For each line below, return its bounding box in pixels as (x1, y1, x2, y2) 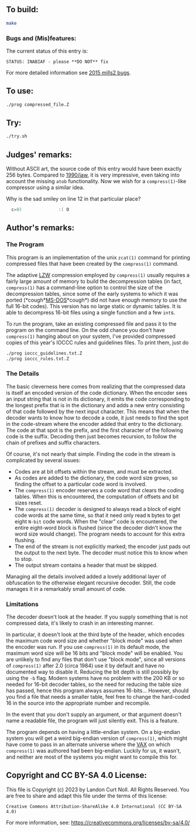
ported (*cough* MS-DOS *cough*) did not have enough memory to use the (6, 296, 187, 303)
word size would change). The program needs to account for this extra (14, 530, 185, 537)
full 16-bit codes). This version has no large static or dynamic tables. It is (6, 302, 181, 310)
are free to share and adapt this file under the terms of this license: (6, 792, 167, 799)
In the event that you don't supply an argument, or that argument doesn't (6, 711, 182, 718)
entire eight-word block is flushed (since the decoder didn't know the (14, 524, 182, 531)
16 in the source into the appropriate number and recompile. (6, 699, 151, 706)
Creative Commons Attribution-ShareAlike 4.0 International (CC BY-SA (6, 803, 182, 809)
